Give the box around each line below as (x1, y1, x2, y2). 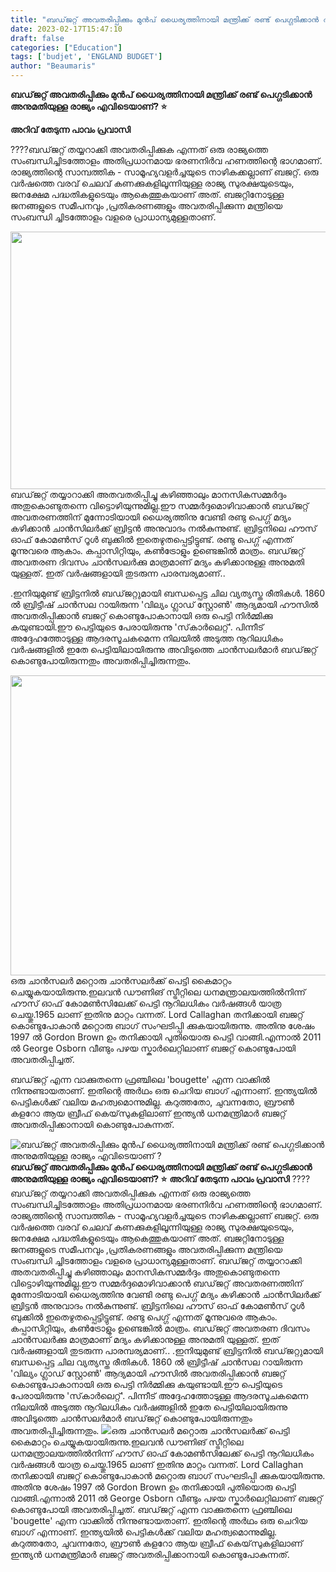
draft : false (10, 33, 65, 43)
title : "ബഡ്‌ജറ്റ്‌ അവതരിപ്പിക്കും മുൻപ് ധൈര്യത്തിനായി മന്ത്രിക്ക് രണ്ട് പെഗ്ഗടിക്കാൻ (10, 14, 320, 25)
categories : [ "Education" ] (10, 42, 123, 53)
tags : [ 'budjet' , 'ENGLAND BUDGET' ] (10, 52, 163, 62)
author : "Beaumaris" (10, 61, 97, 71)
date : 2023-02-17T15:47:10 (10, 24, 123, 34)
